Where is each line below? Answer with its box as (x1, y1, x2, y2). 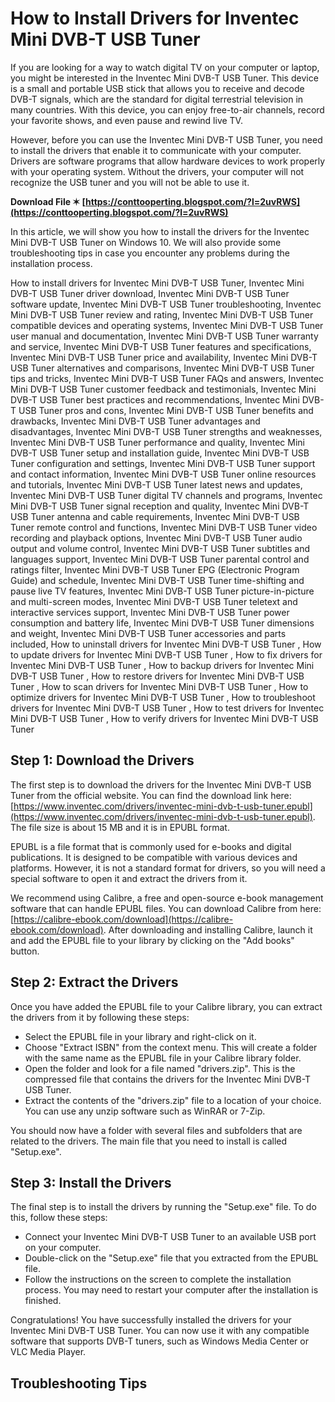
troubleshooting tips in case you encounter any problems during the (10, 247, 290, 259)
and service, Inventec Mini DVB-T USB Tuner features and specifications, (10, 340, 312, 352)
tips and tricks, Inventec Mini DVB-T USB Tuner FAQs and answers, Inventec (10, 372, 325, 384)
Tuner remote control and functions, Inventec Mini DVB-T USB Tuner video (10, 521, 318, 533)
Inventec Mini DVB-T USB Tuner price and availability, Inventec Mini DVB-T (10, 351, 318, 363)
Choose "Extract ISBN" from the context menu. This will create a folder (24, 1041, 318, 1053)
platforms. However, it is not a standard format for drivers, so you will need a (10, 862, 326, 874)
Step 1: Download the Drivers (10, 752, 195, 769)
